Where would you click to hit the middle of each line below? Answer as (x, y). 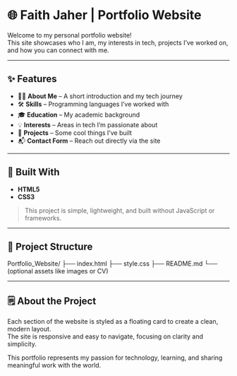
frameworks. (43, 218)
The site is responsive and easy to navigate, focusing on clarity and (105, 336)
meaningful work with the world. (54, 365)
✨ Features (32, 79)
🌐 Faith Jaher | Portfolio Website (105, 15)
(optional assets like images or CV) (58, 271)
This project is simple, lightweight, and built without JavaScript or (120, 210)
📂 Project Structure (50, 246)
